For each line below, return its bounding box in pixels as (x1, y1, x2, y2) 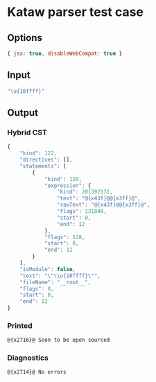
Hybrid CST (7, 128, 47, 137)
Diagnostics (7, 353, 49, 363)
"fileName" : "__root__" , (19, 279, 92, 286)
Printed (7, 320, 33, 330)
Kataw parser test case (7, 4, 144, 20)
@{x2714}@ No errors (7, 369, 67, 376)
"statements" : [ (19, 162, 67, 170)
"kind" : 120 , (44, 175, 82, 182)
